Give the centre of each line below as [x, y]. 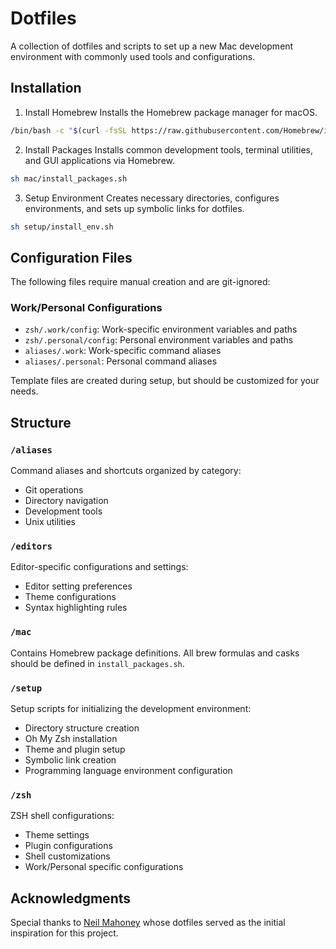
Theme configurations [70, 597]
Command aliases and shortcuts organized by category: [126, 471]
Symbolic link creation [70, 760]
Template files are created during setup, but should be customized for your [165, 381]
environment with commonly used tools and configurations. [133, 56]
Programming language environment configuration [128, 771]
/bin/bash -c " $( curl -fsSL [69, 130]
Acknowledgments [71, 898]
